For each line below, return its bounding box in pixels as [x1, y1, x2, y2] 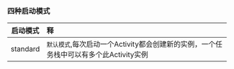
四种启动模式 [7, 6, 51, 15]
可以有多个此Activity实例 [67, 50, 148, 60]
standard [10, 44, 40, 54]
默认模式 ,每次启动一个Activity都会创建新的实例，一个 [46, 40, 216, 49]
